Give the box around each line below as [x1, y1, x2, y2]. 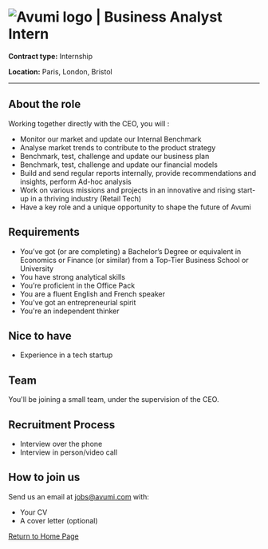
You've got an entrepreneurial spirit [19, 297, 136, 307]
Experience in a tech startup [19, 350, 113, 360]
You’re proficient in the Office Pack [19, 280, 136, 290]
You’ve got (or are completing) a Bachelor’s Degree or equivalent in [19, 246, 242, 256]
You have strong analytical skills [19, 272, 126, 281]
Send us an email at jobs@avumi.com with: [8, 491, 150, 501]
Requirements [8, 225, 80, 239]
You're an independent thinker [19, 306, 120, 316]
